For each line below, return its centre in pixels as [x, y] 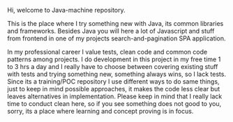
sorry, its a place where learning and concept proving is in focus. [100, 111]
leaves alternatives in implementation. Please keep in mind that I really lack [115, 96]
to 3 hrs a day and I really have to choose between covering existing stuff [113, 67]
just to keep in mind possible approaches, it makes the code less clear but [114, 89]
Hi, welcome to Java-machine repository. [66, 10]
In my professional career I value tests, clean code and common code [107, 52]
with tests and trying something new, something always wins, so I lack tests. [117, 74]
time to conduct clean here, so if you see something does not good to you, [114, 104]
